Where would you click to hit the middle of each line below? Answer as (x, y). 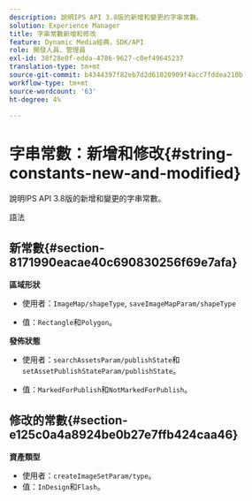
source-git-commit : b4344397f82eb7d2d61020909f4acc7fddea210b (126, 75)
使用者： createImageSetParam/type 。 (89, 475)
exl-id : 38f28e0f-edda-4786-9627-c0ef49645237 (96, 58)
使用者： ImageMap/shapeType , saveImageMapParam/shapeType (129, 304)
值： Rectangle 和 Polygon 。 (69, 323)
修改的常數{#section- (69, 420)
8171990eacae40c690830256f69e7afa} (123, 262)
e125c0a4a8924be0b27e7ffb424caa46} (124, 434)
